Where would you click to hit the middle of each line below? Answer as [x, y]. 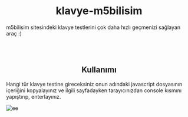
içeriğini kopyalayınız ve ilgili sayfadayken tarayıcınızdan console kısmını [94, 90]
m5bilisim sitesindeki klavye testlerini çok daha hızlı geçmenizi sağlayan [93, 27]
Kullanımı [99, 70]
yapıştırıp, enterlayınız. [34, 96]
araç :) [14, 33]
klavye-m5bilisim [99, 11]
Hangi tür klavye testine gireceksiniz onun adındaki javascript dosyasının [94, 84]
